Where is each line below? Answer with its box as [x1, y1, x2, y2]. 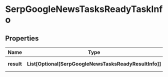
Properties [5, 34, 39, 42]
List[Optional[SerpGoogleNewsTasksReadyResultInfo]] [26, 60, 161, 67]
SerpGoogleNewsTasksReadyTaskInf [5, 3, 163, 15]
